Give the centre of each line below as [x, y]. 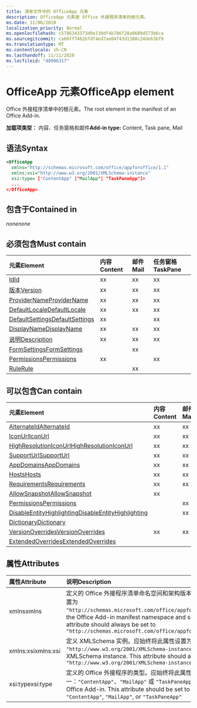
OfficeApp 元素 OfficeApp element [90, 92]
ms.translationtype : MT [35, 45]
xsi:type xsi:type [31, 684]
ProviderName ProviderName [49, 300]
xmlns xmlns [26, 611]
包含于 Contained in [42, 209]
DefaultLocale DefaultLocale [47, 310]
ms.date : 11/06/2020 [31, 22]
